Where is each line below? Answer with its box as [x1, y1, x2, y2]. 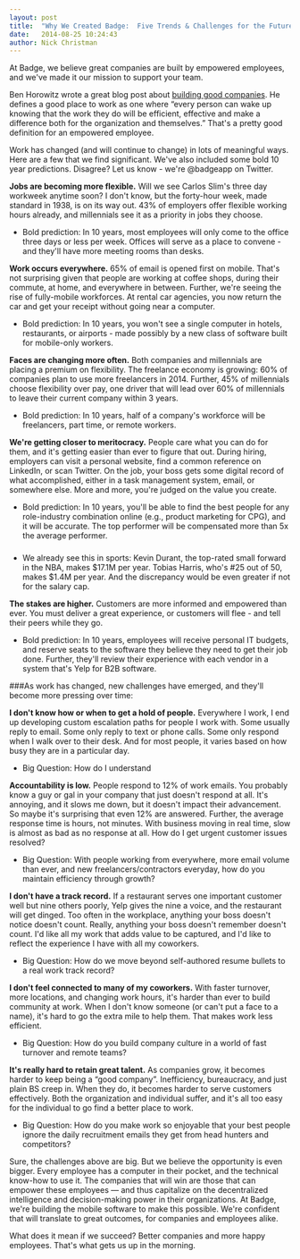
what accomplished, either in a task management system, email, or [9, 475, 255, 486]
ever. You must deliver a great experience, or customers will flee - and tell [9, 608, 281, 619]
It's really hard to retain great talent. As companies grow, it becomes [9, 1065, 266, 1076]
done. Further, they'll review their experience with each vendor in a [21, 654, 269, 664]
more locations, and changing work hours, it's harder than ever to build [9, 992, 271, 1002]
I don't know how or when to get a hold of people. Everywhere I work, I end [9, 707, 290, 718]
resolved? [9, 837, 46, 848]
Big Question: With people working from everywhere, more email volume [21, 855, 290, 866]
